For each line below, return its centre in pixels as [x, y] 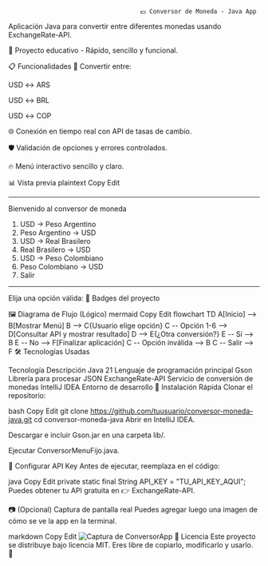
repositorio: [27, 395]
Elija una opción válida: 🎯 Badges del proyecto [84, 298]
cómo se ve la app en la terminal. [63, 521]
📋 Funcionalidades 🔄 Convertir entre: [70, 66]
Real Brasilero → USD [55, 249]
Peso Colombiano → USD [61, 267]
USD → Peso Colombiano [61, 258]
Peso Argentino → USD [58, 233]
